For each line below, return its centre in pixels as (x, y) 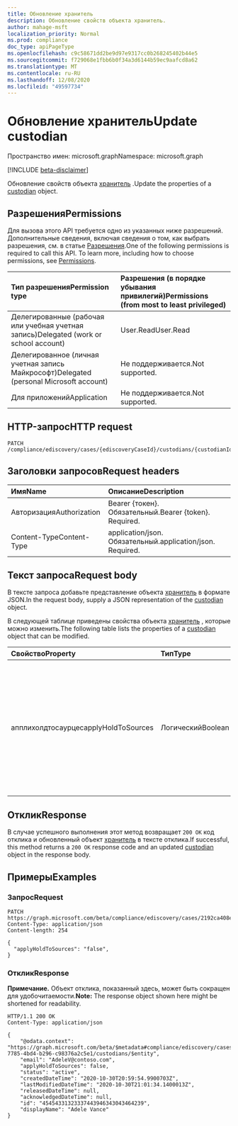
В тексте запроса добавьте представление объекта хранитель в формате (119, 592)
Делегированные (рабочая (58, 317)
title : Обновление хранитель (50, 14)
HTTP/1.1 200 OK (31, 1017)
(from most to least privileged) (173, 305)
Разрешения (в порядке (163, 278)
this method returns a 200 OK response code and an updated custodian (110, 847)
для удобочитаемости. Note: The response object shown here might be (112, 996)
